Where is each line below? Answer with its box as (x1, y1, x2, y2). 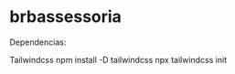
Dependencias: (9, 37, 67, 48)
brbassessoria (9, 6, 122, 27)
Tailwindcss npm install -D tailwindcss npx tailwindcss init (9, 54, 228, 65)
